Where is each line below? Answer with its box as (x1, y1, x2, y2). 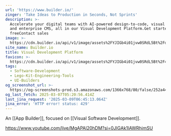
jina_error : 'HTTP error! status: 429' (5, 102, 90, 107)
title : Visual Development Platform (5, 50, 83, 55)
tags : (5, 64, 17, 69)
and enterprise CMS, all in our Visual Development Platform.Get (10, 26, 152, 31)
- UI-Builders (10, 78, 40, 83)
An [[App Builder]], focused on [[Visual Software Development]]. (5, 115, 141, 121)
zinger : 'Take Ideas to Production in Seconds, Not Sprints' (5, 12, 138, 17)
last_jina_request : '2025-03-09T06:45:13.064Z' (5, 97, 108, 102)
